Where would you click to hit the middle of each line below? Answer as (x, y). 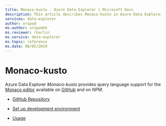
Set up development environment (46, 108)
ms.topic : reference (26, 42)
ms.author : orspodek (26, 28)
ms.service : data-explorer (33, 37)
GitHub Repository (31, 99)
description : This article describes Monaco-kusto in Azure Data (74, 14)
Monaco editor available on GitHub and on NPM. (54, 90)
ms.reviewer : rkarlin (27, 32)
